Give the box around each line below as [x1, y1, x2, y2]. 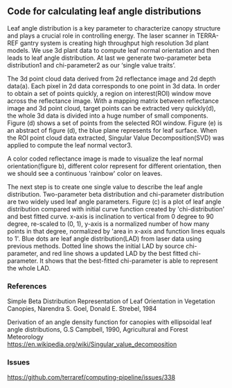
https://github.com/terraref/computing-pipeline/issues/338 [7, 373, 175, 382]
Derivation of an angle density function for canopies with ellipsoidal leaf [7, 318, 213, 326]
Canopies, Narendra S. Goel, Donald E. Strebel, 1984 [7, 305, 157, 313]
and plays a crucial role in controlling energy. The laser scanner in [7, 31, 195, 40]
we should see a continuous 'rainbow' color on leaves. [7, 169, 163, 177]
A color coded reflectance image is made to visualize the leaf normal [7, 154, 204, 163]
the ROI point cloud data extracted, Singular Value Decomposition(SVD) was [7, 134, 225, 142]
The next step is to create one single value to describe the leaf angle [7, 182, 203, 191]
